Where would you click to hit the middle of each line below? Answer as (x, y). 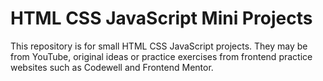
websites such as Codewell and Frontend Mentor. (112, 67)
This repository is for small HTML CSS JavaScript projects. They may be (159, 46)
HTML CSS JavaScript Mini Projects (161, 18)
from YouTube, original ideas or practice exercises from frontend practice (161, 56)
